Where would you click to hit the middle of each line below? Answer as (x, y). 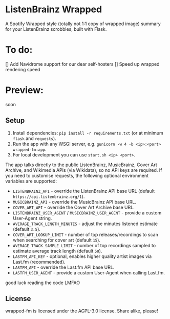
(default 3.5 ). (27, 229)
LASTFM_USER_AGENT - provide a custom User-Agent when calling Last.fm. (89, 272)
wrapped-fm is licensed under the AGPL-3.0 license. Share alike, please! (82, 311)
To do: (19, 50)
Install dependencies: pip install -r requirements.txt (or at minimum (88, 133)
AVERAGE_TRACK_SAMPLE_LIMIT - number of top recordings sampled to (84, 245)
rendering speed (23, 69)
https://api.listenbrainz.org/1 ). (49, 196)
